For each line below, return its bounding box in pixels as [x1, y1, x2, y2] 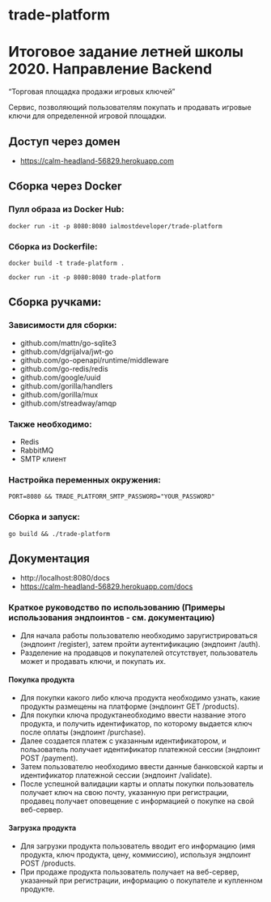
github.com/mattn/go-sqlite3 [19, 338, 117, 347]
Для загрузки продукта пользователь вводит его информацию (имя [19, 841, 256, 851]
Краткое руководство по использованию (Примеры [8, 602, 226, 613]
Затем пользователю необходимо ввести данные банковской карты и [19, 761, 264, 771]
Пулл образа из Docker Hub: [8, 204, 125, 215]
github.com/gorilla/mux [19, 389, 99, 399]
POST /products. [19, 858, 77, 868]
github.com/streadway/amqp [19, 398, 117, 408]
